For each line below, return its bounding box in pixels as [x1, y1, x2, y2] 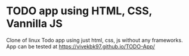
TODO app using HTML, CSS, [6, 4, 152, 18]
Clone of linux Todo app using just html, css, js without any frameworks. [6, 36, 183, 43]
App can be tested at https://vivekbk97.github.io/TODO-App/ [6, 43, 155, 50]
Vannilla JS [6, 17, 63, 30]
